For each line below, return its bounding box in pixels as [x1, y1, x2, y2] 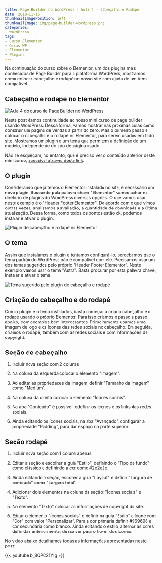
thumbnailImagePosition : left [5, 16, 66, 21]
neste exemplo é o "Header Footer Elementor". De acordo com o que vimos [5, 200, 155, 206]
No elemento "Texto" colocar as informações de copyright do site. [12, 504, 144, 510]
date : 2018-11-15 [5, 12, 40, 16]
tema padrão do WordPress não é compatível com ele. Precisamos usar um [5, 257, 155, 262]
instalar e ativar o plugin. [5, 215, 54, 221]
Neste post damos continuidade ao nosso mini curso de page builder [5, 117, 143, 123]
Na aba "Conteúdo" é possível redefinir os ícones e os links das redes [12, 404, 151, 410]
